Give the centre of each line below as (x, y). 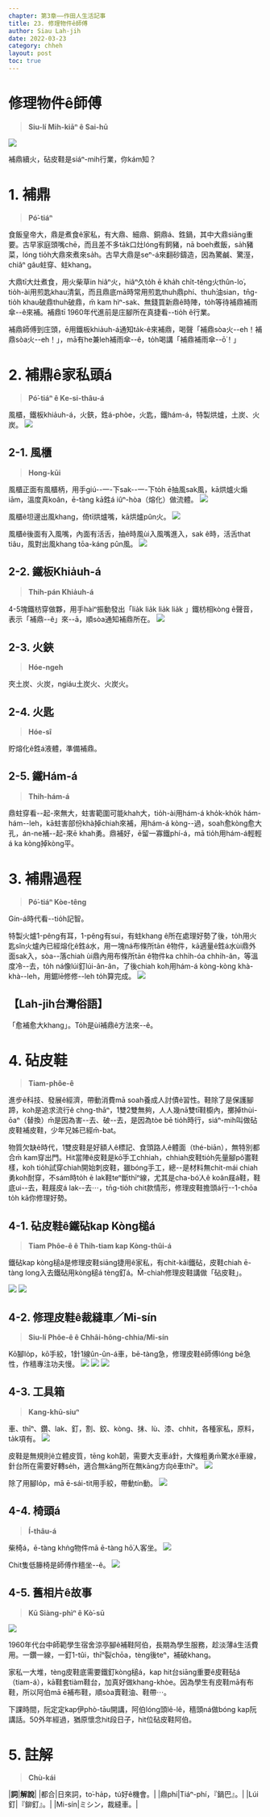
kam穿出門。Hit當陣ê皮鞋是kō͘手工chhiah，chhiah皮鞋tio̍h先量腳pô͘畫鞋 (141, 1158)
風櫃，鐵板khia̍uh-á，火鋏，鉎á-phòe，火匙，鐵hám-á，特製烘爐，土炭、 (131, 414)
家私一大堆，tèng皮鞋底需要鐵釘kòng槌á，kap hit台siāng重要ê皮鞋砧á (124, 1672)
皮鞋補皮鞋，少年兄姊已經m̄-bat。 (64, 1130)
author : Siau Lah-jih (45, 31)
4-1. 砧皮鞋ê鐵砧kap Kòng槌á (82, 1226)
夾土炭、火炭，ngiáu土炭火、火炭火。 (71, 684)
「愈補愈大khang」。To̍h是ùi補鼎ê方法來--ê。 (83, 1025)
